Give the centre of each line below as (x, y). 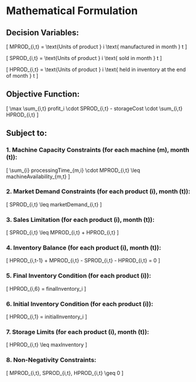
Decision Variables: (43, 33)
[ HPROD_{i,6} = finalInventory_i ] (46, 288)
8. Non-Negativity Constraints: (51, 360)
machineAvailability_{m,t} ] (38, 176)
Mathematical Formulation (72, 11)
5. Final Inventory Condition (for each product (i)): (79, 276)
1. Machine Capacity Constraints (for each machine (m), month (98, 150)
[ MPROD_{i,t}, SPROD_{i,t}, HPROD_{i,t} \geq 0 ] (65, 373)
